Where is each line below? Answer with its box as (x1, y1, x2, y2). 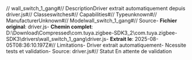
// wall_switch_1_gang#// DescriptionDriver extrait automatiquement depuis (6, 5, 186, 12)
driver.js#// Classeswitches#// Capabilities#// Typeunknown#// (6, 11, 157, 18)
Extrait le (110, 36, 132, 42)
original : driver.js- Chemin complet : (6, 23, 93, 30)
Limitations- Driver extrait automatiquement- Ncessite (57, 42, 187, 48)
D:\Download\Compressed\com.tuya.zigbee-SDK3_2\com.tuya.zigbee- (6, 29, 177, 36)
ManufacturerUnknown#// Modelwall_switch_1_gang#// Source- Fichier (6, 17, 177, 24)
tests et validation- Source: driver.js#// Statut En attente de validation (6, 48, 172, 54)
